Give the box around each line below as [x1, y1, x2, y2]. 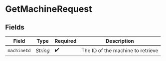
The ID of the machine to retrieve [81, 47, 159, 54]
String [35, 47, 50, 54]
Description [105, 38, 134, 44]
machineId [7, 48, 31, 53]
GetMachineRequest [5, 3, 92, 15]
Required [54, 38, 77, 44]
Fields [5, 23, 25, 31]
